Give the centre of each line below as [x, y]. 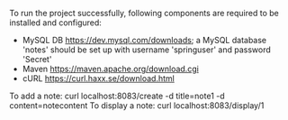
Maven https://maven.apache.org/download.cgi [111, 69]
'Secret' [37, 59]
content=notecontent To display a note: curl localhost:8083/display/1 [137, 106]
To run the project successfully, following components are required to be [144, 13]
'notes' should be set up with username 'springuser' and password [147, 50]
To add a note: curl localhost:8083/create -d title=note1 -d [117, 96]
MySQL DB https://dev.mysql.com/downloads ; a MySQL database [144, 40]
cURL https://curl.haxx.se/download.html [99, 78]
